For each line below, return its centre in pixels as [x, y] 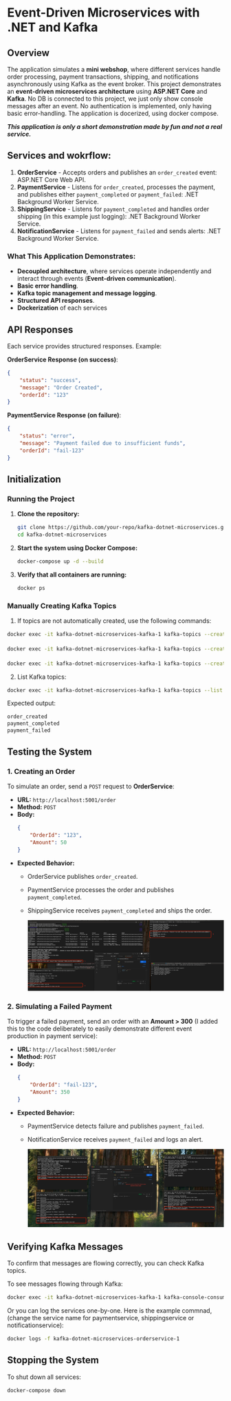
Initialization [34, 480]
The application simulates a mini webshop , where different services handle [114, 69]
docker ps [31, 588]
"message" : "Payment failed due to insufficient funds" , [103, 444]
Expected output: [32, 703]
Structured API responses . [56, 301]
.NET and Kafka [53, 27]
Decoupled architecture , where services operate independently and [114, 271]
